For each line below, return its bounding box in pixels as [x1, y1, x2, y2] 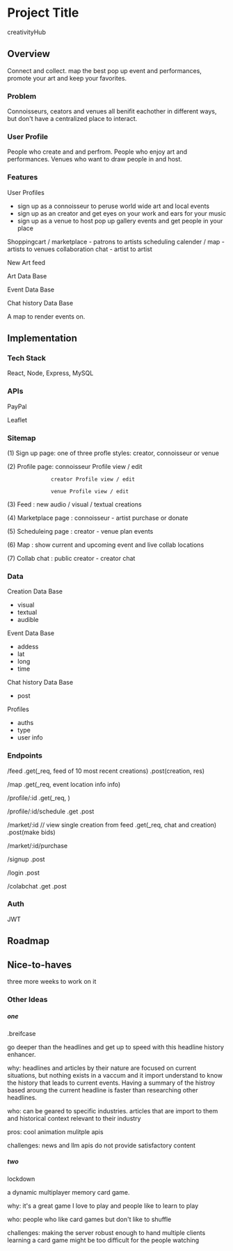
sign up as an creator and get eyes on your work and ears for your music [17, 209, 226, 217]
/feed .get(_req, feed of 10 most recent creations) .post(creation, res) [7, 767, 205, 775]
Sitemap [7, 433, 36, 443]
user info [17, 733, 43, 742]
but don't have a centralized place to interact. [7, 115, 138, 123]
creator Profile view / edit [51, 475, 136, 483]
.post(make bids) [7, 828, 56, 836]
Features [7, 173, 38, 182]
